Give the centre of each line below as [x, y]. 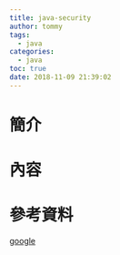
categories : [32, 52]
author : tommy [36, 26]
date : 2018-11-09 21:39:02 [60, 77]
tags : [20, 35]
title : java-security [50, 18]
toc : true [28, 69]
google [23, 241]
